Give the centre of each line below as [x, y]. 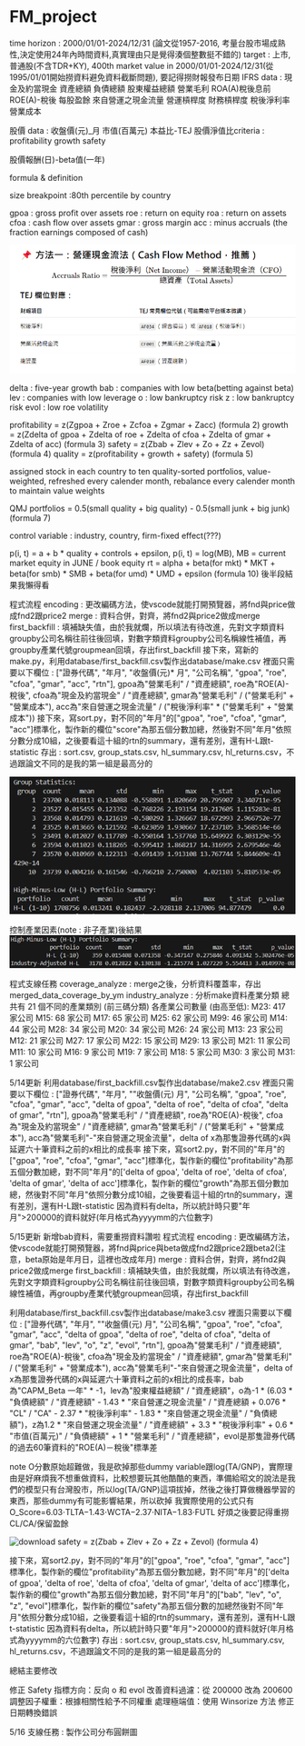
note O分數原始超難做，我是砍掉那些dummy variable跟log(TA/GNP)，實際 [147, 1466]
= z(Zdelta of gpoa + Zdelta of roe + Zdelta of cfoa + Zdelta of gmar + [141, 434]
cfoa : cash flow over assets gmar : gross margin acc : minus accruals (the [148, 222]
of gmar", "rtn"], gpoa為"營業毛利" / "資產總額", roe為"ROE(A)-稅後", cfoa [146, 1114]
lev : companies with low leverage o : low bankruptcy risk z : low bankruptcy [152, 398]
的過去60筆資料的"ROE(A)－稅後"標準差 [84, 1447]
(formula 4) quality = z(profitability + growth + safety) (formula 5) [132, 454]
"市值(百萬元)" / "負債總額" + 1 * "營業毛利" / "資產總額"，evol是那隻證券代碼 [152, 1436]
